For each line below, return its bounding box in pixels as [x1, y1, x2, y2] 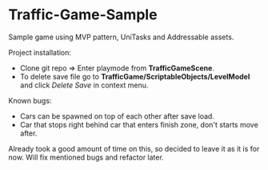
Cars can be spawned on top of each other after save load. [19, 111, 214, 121]
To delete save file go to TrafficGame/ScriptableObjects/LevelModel [19, 71, 250, 81]
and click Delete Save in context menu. [19, 80, 149, 90]
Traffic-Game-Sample [8, 6, 158, 24]
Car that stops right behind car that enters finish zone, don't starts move [19, 119, 258, 129]
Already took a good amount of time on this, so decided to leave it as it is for [8, 144, 260, 153]
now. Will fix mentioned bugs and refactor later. [8, 152, 164, 162]
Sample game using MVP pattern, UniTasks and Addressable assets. [8, 32, 234, 42]
